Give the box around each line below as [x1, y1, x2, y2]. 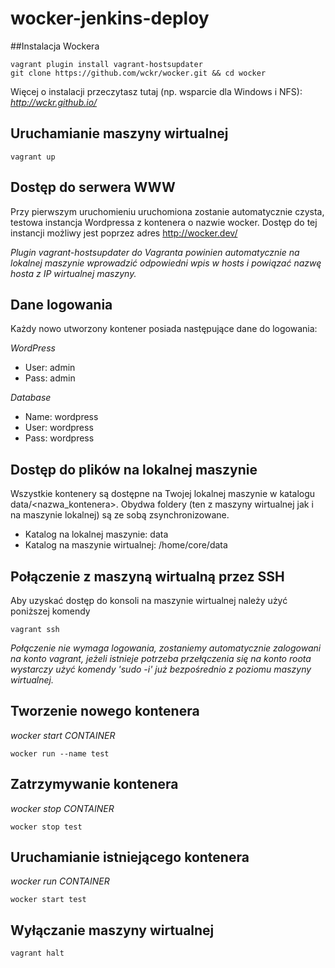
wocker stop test [10, 822, 83, 832]
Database [10, 392, 52, 404]
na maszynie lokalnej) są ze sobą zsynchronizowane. [10, 509, 230, 521]
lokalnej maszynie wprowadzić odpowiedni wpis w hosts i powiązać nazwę [10, 257, 322, 269]
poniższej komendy [10, 605, 91, 617]
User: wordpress [24, 422, 94, 434]
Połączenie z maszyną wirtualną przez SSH [10, 568, 285, 585]
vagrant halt [10, 948, 65, 959]
